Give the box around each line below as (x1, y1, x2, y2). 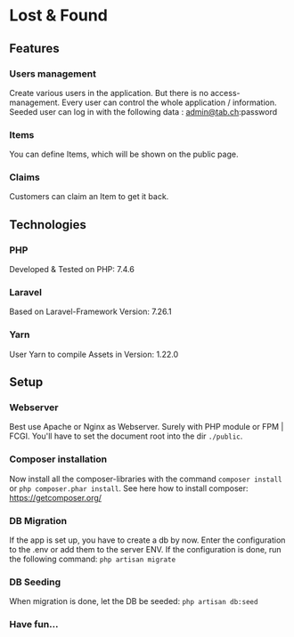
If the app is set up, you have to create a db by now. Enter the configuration (9, 535, 286, 545)
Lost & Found (9, 5, 109, 26)
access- (210, 87, 241, 98)
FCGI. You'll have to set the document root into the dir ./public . (9, 431, 243, 441)
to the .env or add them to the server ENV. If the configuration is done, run (9, 544, 282, 555)
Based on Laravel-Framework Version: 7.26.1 (9, 306, 172, 317)
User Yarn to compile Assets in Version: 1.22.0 (9, 349, 179, 359)
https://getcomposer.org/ (9, 492, 102, 503)
